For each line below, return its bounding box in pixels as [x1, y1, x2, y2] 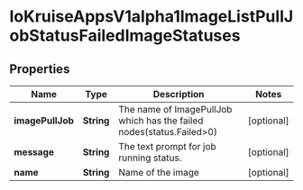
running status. [118, 151, 182, 164]
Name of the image [118, 167, 200, 178]
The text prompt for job [118, 140, 216, 152]
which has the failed [118, 114, 204, 127]
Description [152, 88, 205, 100]
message [14, 146, 54, 158]
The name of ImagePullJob [118, 104, 233, 115]
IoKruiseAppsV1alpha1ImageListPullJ [9, 6, 294, 27]
